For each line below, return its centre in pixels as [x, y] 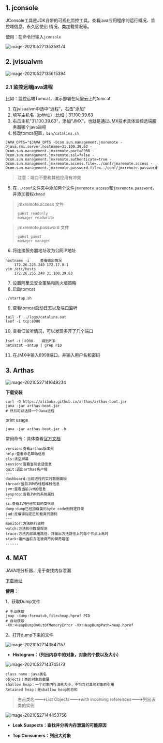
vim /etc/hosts [21, 269]
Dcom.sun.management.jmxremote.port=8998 [48, 151]
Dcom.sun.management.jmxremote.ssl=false [48, 155]
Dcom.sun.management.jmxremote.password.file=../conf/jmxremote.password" [82, 168]
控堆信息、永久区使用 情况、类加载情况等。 [48, 26]
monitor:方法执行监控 [25, 523]
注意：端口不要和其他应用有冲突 [49, 177]
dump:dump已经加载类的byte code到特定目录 [45, 509]
